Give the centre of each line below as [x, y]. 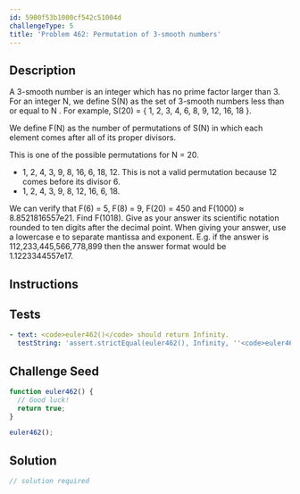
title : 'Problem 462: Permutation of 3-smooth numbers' [115, 34]
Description [42, 70]
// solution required [50, 481]
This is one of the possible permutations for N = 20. [104, 155]
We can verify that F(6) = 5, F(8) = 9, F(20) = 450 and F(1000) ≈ [127, 209]
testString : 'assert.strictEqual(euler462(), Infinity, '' [129, 343]
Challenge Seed [54, 371]
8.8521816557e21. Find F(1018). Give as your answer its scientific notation [144, 218]
